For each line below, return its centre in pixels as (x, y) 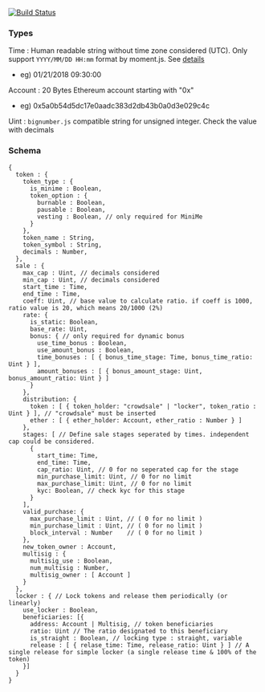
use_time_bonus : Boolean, (82, 343)
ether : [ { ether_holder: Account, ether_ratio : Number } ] (136, 420)
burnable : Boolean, (71, 202)
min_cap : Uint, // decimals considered (91, 280)
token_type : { (48, 181)
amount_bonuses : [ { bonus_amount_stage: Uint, (120, 371)
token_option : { (59, 195)
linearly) (25, 603)
